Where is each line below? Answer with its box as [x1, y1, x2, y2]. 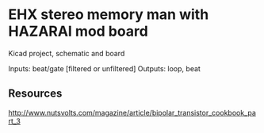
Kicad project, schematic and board [8, 48, 125, 58]
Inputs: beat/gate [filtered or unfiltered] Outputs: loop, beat [8, 63, 201, 73]
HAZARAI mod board [8, 22, 148, 40]
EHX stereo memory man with [8, 6, 209, 24]
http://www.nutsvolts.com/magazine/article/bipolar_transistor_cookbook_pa [8, 108, 256, 117]
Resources [8, 87, 63, 101]
